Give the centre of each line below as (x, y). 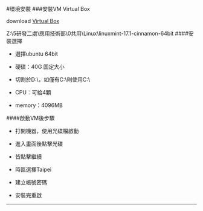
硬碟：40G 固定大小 (40, 67)
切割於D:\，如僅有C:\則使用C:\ (53, 80)
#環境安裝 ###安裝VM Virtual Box (48, 9)
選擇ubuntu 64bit (37, 54)
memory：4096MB (39, 105)
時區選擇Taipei (33, 169)
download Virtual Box (33, 21)
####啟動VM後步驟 (31, 118)
